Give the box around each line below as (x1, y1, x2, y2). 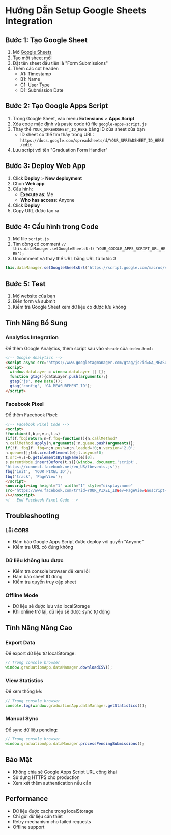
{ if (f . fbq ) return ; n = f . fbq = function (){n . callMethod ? (5, 436, 117, 441)
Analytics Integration (5, 333, 59, 341)
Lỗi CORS (5, 527, 29, 534)
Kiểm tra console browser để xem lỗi (12, 568, 90, 574)
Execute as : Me (20, 191, 53, 198)
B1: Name (20, 76, 41, 82)
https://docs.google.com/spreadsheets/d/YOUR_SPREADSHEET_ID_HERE (20, 137, 164, 143)
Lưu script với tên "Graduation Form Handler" (12, 147, 108, 153)
